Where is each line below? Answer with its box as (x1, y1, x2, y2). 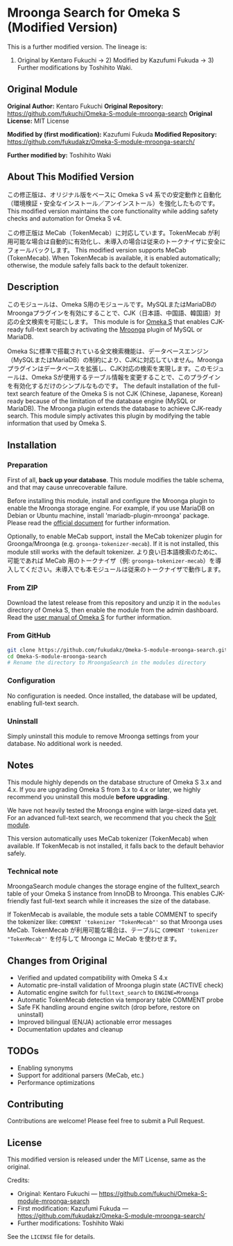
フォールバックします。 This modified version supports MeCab (7, 246, 187, 254)
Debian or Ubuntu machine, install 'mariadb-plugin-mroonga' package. (7, 511, 210, 520)
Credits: (7, 1176, 30, 1184)
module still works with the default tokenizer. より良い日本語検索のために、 (7, 548, 222, 556)
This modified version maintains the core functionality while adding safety (7, 207, 218, 215)
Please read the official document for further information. (7, 519, 171, 527)
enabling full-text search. (7, 699, 79, 707)
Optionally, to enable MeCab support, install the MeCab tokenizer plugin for (7, 532, 223, 540)
